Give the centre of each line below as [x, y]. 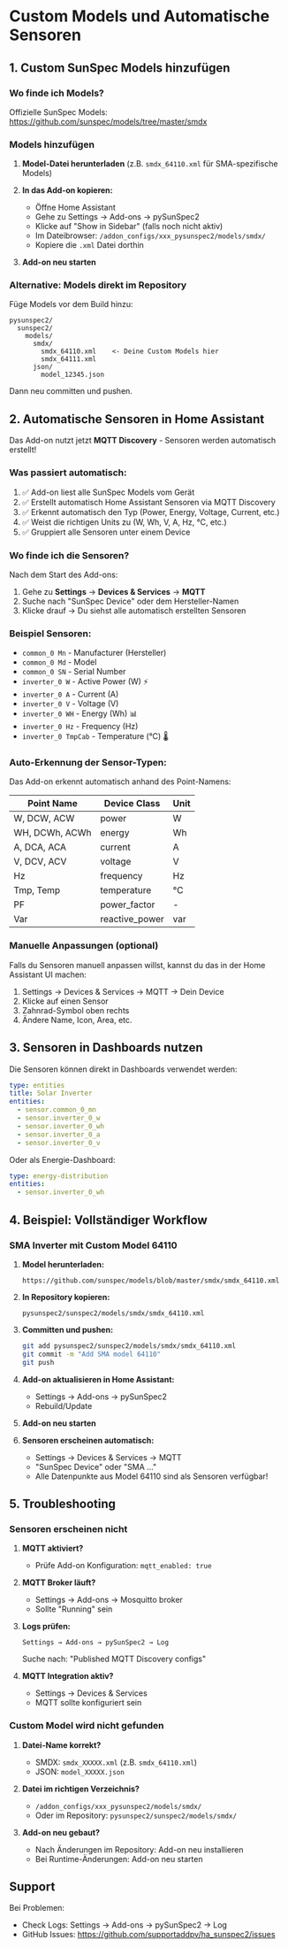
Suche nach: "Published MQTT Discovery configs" [114, 1659]
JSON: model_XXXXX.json [80, 1771]
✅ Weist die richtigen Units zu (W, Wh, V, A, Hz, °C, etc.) [124, 522]
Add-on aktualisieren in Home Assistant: [98, 1379]
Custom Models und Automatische [140, 16]
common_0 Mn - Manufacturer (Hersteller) [94, 653]
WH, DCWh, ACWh [53, 833]
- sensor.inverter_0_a [59, 1135]
